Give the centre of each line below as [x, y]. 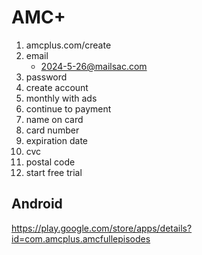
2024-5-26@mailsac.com [94, 66]
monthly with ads [61, 98]
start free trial [54, 172]
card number [52, 130]
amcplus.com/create [68, 45]
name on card [54, 119]
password [46, 77]
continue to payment [68, 108]
